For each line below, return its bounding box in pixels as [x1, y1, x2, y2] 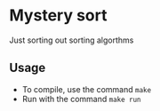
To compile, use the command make [21, 83, 152, 94]
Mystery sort [9, 5, 108, 26]
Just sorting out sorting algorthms [9, 35, 134, 45]
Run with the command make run [21, 93, 141, 104]
